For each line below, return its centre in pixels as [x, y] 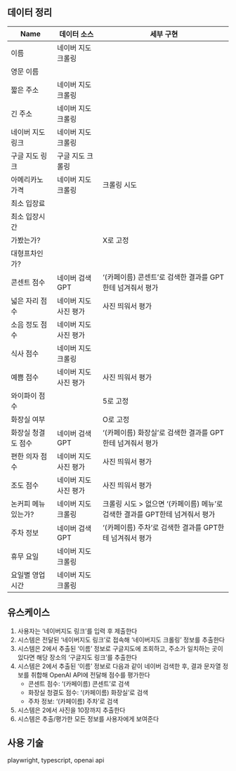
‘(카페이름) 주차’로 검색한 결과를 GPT [160, 527]
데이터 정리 [30, 13]
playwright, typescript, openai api [56, 760]
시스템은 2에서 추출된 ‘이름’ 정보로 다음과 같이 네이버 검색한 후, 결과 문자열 [119, 666]
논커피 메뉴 [28, 503]
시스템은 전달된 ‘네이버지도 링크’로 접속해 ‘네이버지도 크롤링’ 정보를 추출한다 [121, 640]
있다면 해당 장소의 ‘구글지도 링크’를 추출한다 [77, 657]
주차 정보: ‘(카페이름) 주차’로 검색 [73, 701]
